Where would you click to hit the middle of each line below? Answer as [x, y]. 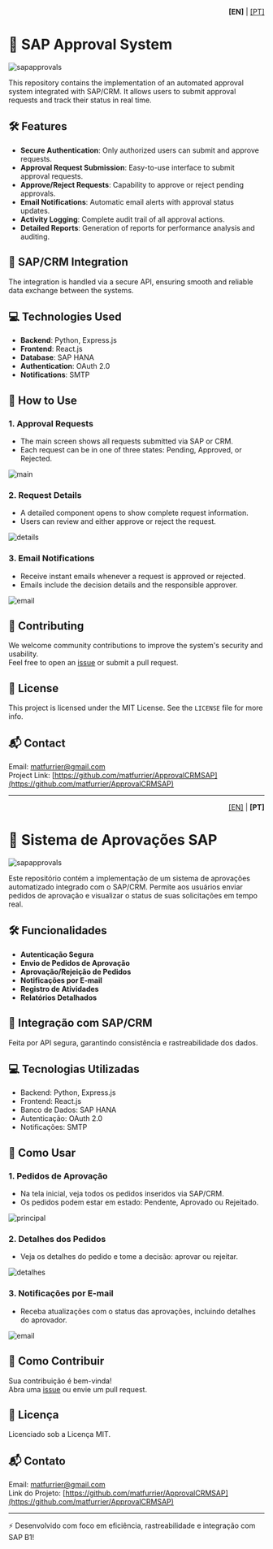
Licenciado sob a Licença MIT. [60, 1434]
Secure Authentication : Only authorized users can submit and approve [140, 150]
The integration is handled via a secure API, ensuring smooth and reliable [131, 281]
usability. [24, 654]
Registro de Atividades [59, 989]
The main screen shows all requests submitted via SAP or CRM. [127, 441]
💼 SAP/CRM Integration [68, 262]
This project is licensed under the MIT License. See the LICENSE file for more [136, 708]
